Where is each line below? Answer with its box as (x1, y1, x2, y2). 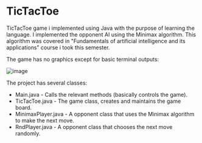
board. (15, 103, 32, 111)
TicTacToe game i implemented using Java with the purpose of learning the (6, 24, 195, 32)
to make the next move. (15, 117, 74, 124)
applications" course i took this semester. (6, 44, 110, 51)
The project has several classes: (6, 79, 88, 86)
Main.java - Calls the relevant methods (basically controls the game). (15, 91, 188, 98)
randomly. (15, 130, 41, 137)
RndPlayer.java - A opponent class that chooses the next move (15, 123, 173, 130)
